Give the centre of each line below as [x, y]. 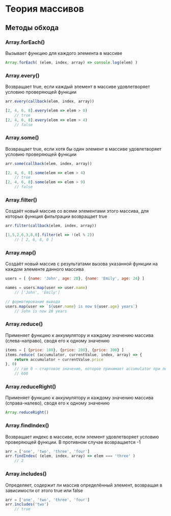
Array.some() [22, 138]
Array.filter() [21, 200]
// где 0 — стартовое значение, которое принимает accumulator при [87, 369]
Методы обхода [32, 28]
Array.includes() [26, 474]
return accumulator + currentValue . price [59, 359]
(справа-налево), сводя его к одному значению [58, 403]
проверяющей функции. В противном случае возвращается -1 [73, 442]
